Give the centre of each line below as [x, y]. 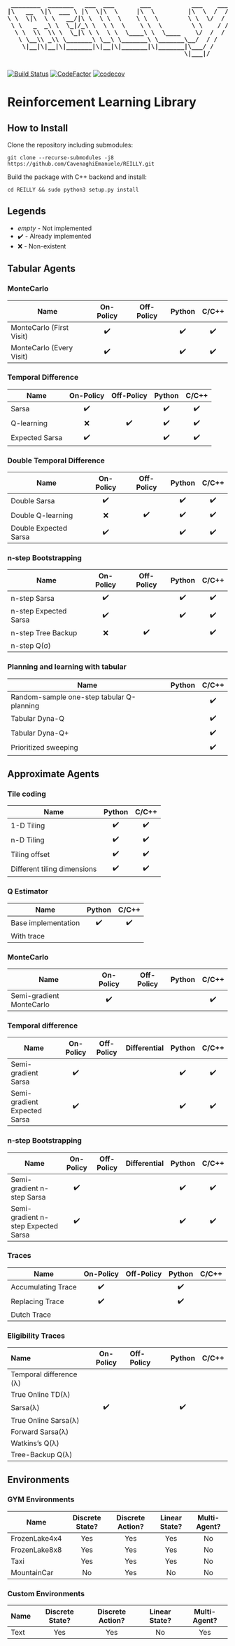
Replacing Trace [37, 1301]
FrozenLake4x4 [36, 1538]
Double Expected [39, 529]
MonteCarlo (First [40, 327]
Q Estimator [28, 891]
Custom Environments [46, 1593]
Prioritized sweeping [44, 748]
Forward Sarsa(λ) [40, 1432]
